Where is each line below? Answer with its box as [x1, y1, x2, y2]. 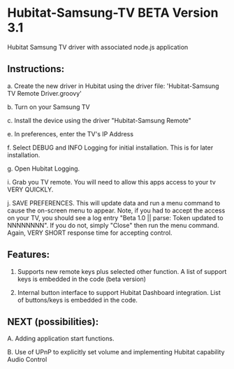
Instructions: [7, 63, 65, 75]
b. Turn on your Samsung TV [7, 103, 90, 111]
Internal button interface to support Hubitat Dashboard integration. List [17, 288, 221, 296]
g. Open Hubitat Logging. [7, 164, 80, 173]
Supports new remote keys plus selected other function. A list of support [17, 267, 227, 275]
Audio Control [7, 355, 47, 364]
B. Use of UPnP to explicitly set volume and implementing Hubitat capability [7, 348, 225, 356]
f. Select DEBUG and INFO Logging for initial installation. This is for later [7, 143, 214, 152]
